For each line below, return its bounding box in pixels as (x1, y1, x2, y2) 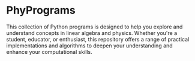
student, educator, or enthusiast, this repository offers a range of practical (6, 36, 190, 43)
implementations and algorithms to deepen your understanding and (6, 42, 173, 49)
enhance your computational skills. (6, 48, 92, 55)
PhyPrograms (6, 4, 76, 17)
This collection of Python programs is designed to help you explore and (6, 23, 183, 30)
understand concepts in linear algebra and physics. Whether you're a (6, 29, 178, 36)
